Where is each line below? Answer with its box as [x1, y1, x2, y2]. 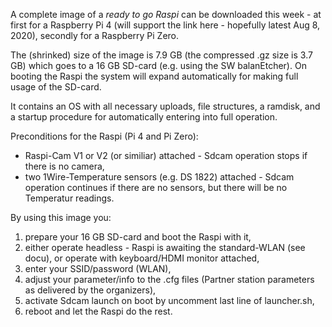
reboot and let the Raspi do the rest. [24, 305, 173, 317]
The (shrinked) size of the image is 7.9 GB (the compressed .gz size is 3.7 [10, 49, 313, 61]
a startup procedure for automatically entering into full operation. [10, 111, 278, 123]
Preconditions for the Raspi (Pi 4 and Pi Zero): [10, 130, 199, 142]
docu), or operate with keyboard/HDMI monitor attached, [24, 252, 260, 264]
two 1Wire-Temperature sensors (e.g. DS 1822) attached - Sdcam [24, 171, 295, 183]
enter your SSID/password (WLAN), [24, 263, 172, 274]
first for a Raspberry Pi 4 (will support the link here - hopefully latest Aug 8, [10, 19, 321, 31]
